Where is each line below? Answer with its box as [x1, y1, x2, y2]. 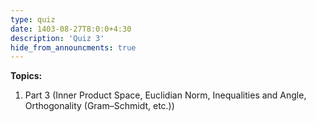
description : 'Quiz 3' [10, 33, 105, 43]
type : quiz [10, 14, 56, 25]
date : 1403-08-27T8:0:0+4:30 [10, 24, 132, 34]
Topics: [10, 70, 43, 82]
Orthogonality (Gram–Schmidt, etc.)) [24, 100, 175, 112]
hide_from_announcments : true [10, 42, 137, 53]
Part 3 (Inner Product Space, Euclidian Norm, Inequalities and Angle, [24, 89, 307, 101]
